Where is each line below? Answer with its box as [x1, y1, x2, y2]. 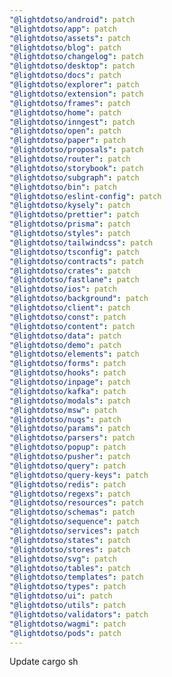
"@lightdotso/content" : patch [9, 321, 136, 331]
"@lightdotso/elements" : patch [9, 349, 140, 360]
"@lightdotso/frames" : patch [9, 98, 131, 108]
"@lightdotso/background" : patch [9, 294, 149, 304]
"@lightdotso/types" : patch [9, 582, 127, 592]
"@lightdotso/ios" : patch [9, 284, 117, 295]
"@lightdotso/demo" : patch [9, 340, 122, 350]
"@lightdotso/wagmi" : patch [9, 619, 127, 629]
